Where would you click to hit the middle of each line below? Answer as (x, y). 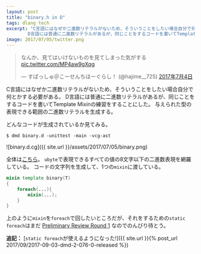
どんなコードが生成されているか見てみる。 (59, 124)
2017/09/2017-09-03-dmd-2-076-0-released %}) (67, 245)
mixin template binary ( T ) (38, 178)
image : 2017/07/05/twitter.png (45, 40)
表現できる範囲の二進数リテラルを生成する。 (61, 112)
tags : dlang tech (28, 23)
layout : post (22, 12)
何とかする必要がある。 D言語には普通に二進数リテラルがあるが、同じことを (100, 97)
